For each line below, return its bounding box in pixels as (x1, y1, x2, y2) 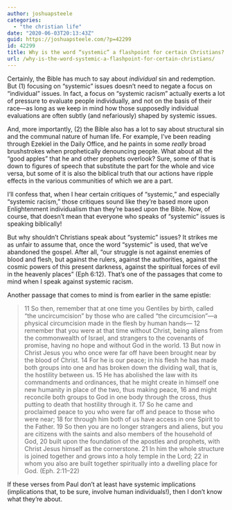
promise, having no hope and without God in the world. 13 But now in (24, 341, 222, 349)
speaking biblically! (7, 220, 62, 228)
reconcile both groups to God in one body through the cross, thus (24, 393, 212, 401)
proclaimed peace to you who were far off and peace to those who (24, 407, 215, 416)
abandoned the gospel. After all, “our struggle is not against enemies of (7, 247, 211, 256)
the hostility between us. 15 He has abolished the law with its (24, 370, 198, 379)
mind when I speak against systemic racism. (7, 277, 134, 286)
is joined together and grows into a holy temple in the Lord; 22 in (24, 452, 209, 460)
